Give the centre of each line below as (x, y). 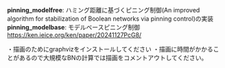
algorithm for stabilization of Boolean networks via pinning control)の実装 (110, 19)
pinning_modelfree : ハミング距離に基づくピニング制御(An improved (104, 10)
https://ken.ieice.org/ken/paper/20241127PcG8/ (74, 35)
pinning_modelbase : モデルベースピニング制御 (74, 27)
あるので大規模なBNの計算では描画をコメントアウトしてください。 (113, 58)
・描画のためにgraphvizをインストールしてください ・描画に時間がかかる (110, 49)
